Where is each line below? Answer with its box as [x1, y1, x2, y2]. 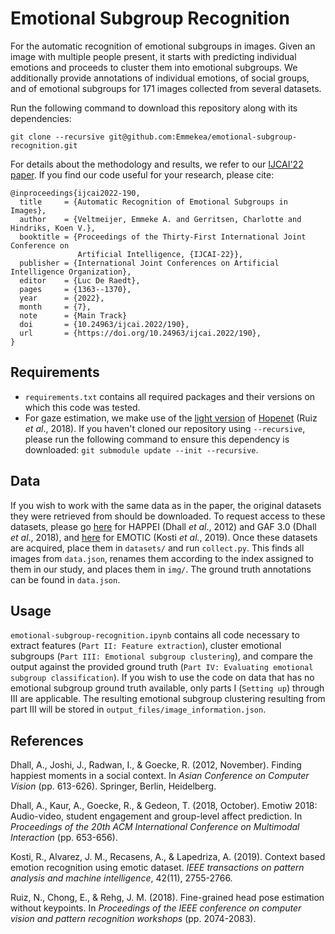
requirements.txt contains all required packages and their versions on [24, 390, 316, 402]
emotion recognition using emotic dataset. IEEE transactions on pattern [10, 862, 305, 874]
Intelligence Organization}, [10, 267, 132, 277]
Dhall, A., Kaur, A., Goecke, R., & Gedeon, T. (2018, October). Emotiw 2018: [10, 800, 318, 812]
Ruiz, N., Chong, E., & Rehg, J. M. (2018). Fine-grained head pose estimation [10, 892, 325, 904]
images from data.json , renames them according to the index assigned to [10, 552, 314, 564]
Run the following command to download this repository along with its [10, 102, 298, 114]
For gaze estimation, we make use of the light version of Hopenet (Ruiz [24, 412, 318, 424]
